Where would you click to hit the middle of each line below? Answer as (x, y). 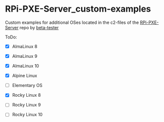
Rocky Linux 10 (27, 115)
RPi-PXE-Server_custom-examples (78, 9)
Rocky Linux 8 (26, 95)
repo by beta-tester (39, 27)
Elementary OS (27, 86)
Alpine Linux (25, 76)
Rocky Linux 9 (26, 105)
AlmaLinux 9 (25, 56)
